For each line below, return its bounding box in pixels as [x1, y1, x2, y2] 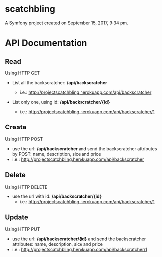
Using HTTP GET [5, 70, 40, 76]
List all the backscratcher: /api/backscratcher [12, 79, 108, 85]
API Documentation [5, 37, 87, 49]
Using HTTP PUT [5, 226, 40, 232]
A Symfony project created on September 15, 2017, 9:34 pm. [5, 20, 128, 26]
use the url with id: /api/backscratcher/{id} [12, 193, 102, 199]
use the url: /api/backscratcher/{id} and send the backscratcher [12, 236, 146, 242]
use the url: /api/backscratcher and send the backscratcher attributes [12, 145, 157, 152]
